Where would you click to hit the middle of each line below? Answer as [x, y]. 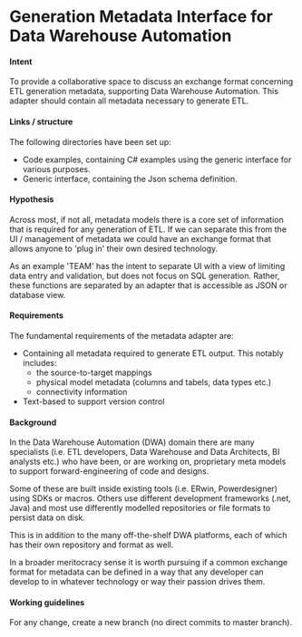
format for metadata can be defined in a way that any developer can [137, 572]
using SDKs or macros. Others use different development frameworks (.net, [151, 498]
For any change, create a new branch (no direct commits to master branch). [151, 623]
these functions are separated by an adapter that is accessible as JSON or [148, 285]
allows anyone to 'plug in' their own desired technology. [114, 248]
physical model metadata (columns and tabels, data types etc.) [154, 382]
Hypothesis [32, 199]
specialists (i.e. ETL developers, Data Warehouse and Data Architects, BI [145, 452]
